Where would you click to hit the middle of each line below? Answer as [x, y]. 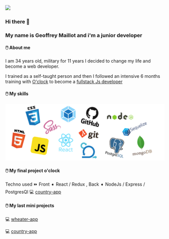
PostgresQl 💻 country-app [33, 192]
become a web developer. [32, 67]
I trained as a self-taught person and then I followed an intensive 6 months [83, 76]
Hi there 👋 [18, 21]
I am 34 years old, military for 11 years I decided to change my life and [78, 61]
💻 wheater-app [22, 219]
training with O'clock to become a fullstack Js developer [64, 82]
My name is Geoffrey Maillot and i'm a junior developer [74, 35]
